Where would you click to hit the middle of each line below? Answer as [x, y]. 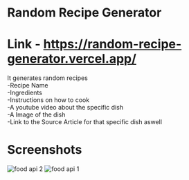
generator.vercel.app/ [72, 59]
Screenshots [45, 150]
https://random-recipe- [112, 44]
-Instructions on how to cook [48, 100]
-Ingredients [25, 93]
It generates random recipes [48, 78]
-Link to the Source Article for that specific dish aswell [85, 122]
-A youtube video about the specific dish [65, 108]
